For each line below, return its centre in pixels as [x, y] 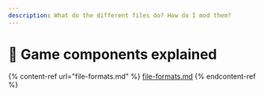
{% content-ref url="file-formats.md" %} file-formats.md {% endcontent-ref [132, 76]
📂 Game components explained [113, 54]
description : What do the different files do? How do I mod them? [120, 15]
